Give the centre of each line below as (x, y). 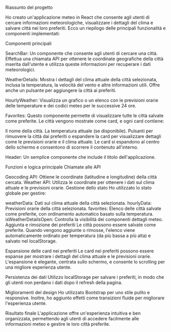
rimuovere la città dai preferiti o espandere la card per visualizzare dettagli (83, 136)
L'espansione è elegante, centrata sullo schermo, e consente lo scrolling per (85, 262)
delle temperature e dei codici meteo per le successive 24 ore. (71, 106)
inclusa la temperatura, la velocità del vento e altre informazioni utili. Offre (83, 85)
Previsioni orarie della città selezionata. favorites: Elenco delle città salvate (83, 208)
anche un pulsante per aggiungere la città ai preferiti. (61, 90)
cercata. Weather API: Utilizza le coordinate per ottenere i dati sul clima (80, 182)
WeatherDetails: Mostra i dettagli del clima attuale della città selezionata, (81, 79)
